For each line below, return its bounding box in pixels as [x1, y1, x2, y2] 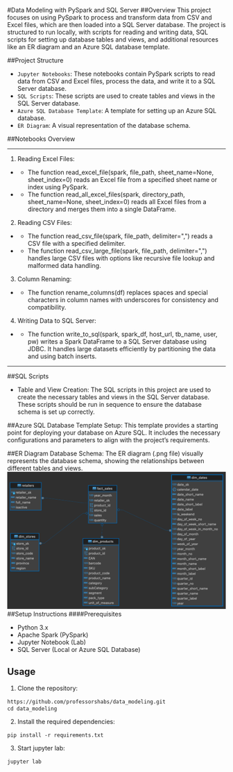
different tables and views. [7, 464, 83, 472]
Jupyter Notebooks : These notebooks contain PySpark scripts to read [17, 69, 216, 78]
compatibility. [27, 303, 67, 311]
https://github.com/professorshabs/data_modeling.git [7, 698, 166, 705]
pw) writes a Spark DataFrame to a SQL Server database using [27, 337, 207, 346]
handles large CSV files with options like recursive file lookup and [27, 254, 215, 262]
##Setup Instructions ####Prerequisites [7, 610, 122, 619]
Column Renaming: [17, 275, 72, 283]
